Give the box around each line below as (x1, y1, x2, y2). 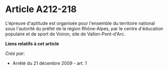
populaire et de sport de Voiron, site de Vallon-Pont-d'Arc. (5, 31, 126, 37)
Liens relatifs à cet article (5, 40, 59, 46)
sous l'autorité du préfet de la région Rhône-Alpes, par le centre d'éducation (5, 25, 163, 31)
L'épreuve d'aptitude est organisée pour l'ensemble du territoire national (5, 20, 155, 26)
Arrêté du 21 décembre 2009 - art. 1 (12, 60, 87, 66)
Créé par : (5, 50, 25, 56)
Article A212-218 (5, 4, 77, 15)
